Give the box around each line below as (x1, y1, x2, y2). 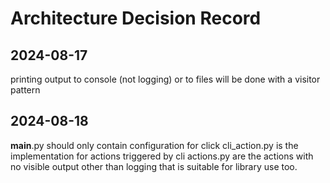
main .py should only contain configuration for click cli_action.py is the (10, 139, 299, 151)
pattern (10, 84, 41, 96)
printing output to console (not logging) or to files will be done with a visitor (10, 73, 321, 85)
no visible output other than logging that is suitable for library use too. (10, 160, 298, 172)
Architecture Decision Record (10, 7, 262, 30)
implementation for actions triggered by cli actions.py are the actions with (10, 150, 314, 162)
